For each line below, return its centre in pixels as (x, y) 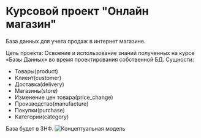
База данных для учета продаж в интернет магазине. (76, 41)
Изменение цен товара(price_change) (64, 97)
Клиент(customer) (38, 78)
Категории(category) (42, 117)
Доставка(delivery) (40, 84)
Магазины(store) (36, 90)
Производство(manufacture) (51, 103)
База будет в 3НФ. (30, 128)
